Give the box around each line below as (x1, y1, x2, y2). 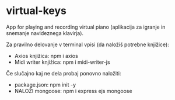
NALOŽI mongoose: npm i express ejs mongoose (14, 87, 132, 94)
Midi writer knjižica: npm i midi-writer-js (14, 58, 110, 65)
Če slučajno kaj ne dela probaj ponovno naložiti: (6, 70, 121, 77)
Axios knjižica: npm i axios (14, 52, 79, 59)
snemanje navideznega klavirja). (6, 29, 83, 36)
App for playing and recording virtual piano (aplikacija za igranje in (6, 23, 166, 30)
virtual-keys (6, 4, 67, 18)
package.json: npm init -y (14, 81, 76, 88)
